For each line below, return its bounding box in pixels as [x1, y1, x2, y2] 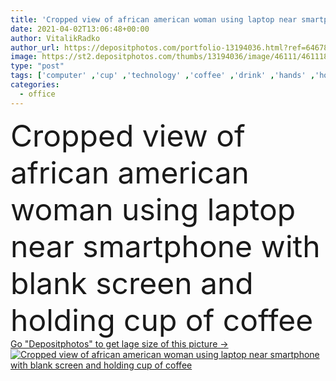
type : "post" [10, 61, 65, 71]
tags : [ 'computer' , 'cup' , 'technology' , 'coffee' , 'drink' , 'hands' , [10, 71, 316, 81]
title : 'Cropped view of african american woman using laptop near [10, 14, 298, 25]
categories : [10, 80, 60, 90]
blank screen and [10, 264, 254, 302]
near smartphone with [10, 227, 321, 265]
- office [19, 89, 56, 99]
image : [10, 52, 38, 62]
